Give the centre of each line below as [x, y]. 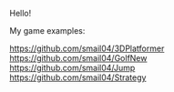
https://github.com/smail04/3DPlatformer [87, 48]
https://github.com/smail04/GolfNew [78, 58]
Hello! [20, 13]
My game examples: [47, 31]
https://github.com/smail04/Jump [72, 68]
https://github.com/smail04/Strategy [78, 77]
